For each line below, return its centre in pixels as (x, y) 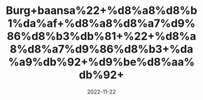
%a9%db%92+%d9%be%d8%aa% (101, 62)
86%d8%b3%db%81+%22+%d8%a (101, 36)
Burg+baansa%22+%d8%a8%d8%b (101, 11)
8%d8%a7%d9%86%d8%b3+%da (101, 49)
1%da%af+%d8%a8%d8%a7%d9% (101, 23)
